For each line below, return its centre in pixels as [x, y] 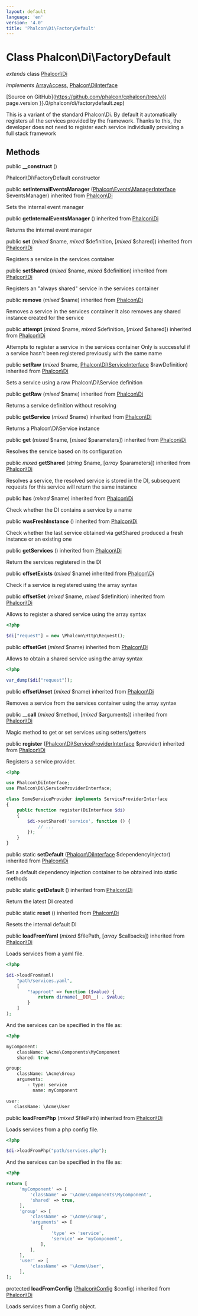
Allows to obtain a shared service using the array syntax [74, 659]
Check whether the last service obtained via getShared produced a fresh [95, 533]
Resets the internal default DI [41, 924]
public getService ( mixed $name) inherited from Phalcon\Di [79, 417]
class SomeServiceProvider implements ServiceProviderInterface [87, 799]
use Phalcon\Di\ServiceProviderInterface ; [59, 788]
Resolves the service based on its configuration [64, 451]
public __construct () [32, 166]
